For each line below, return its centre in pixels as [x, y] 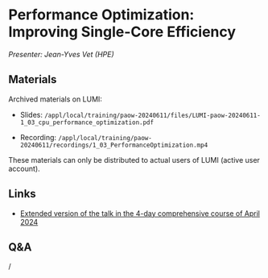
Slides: [31, 114]
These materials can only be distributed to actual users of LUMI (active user [134, 160]
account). [24, 168]
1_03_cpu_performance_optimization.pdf [87, 122]
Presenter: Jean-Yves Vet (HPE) [61, 54]
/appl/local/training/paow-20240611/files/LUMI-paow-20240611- [153, 115]
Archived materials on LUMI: [56, 99]
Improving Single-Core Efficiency [122, 32]
